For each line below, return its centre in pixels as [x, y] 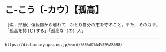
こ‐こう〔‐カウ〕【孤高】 [55, 10]
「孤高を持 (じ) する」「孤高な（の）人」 [45, 30]
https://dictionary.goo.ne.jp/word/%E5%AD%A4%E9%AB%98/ [64, 45]
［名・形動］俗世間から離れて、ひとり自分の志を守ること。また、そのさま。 [83, 25]
